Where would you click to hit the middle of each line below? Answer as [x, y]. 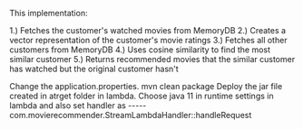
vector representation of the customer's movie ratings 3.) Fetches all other [148, 40]
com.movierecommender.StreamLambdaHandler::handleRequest [131, 115]
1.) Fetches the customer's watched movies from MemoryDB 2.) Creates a [148, 30]
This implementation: [49, 13]
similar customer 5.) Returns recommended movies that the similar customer [152, 59]
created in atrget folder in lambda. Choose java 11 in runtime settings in [142, 96]
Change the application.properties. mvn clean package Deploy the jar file [146, 86]
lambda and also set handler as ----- [78, 106]
